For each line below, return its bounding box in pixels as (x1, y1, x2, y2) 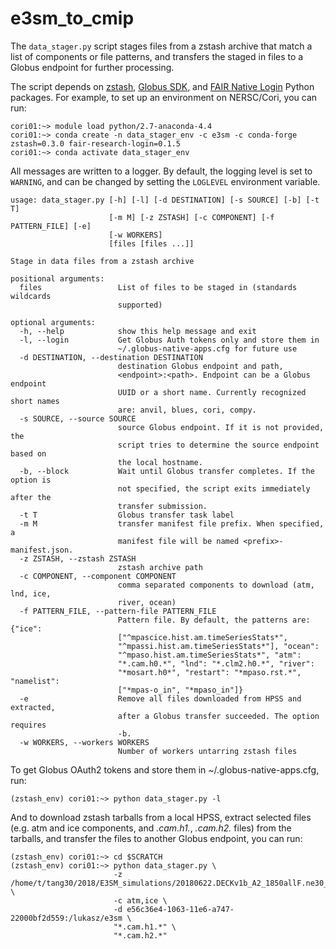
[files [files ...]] (108, 238, 195, 249)
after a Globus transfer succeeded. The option (117, 711, 320, 721)
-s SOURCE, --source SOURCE (19, 413, 137, 424)
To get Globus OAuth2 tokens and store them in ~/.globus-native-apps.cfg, (10, 763, 320, 776)
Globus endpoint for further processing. (10, 61, 175, 73)
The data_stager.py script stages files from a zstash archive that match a (10, 40, 313, 52)
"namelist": (10, 676, 60, 686)
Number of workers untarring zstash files (117, 746, 298, 756)
